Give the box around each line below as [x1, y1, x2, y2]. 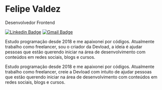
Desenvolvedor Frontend [5, 20, 55, 25]
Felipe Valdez [5, 3, 61, 15]
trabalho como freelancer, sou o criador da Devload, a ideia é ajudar [5, 44, 143, 49]
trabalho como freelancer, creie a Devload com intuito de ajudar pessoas [5, 68, 152, 74]
